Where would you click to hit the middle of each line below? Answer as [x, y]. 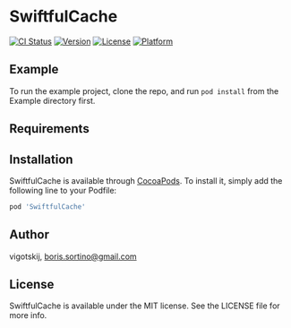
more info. [28, 315]
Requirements [49, 129]
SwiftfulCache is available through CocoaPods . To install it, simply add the [146, 180]
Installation [41, 159]
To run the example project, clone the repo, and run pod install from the [144, 91]
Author [29, 235]
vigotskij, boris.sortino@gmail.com [73, 256]
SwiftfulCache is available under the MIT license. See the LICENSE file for [145, 306]
